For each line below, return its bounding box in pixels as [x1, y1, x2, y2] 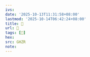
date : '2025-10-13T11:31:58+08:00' [5, 12, 80, 17]
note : [5, 44, 17, 49]
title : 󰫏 [5, 21, 24, 26]
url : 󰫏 [5, 26, 19, 31]
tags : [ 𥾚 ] [5, 30, 26, 35]
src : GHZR [5, 40, 26, 45]
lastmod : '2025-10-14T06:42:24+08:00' [5, 16, 86, 21]
